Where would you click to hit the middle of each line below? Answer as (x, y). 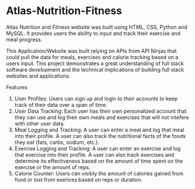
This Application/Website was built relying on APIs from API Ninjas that (91, 50)
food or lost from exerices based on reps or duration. (78, 180)
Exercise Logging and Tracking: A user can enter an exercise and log (97, 148)
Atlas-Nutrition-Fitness (64, 11)
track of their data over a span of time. (61, 104)
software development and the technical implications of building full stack (95, 69)
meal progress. (24, 39)
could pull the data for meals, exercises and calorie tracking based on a (92, 57)
